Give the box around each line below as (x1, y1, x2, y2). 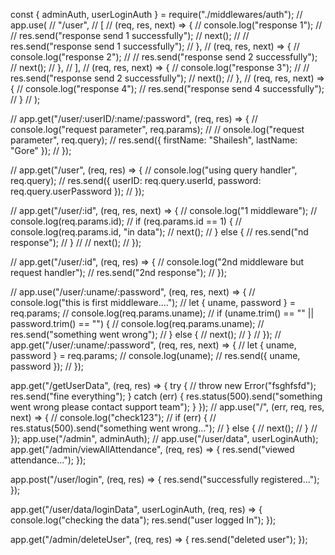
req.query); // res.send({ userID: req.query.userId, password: (10, 175, 262, 186)
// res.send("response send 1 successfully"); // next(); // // (10, 30, 250, 41)
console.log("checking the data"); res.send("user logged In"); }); (10, 514, 277, 526)
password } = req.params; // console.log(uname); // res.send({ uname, (10, 350, 301, 361)
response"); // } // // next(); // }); (10, 237, 142, 248)
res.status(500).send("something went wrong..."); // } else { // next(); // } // (10, 422, 318, 434)
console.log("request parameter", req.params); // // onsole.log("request (10, 124, 305, 135)
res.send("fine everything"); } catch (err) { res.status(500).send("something (10, 390, 323, 402)
